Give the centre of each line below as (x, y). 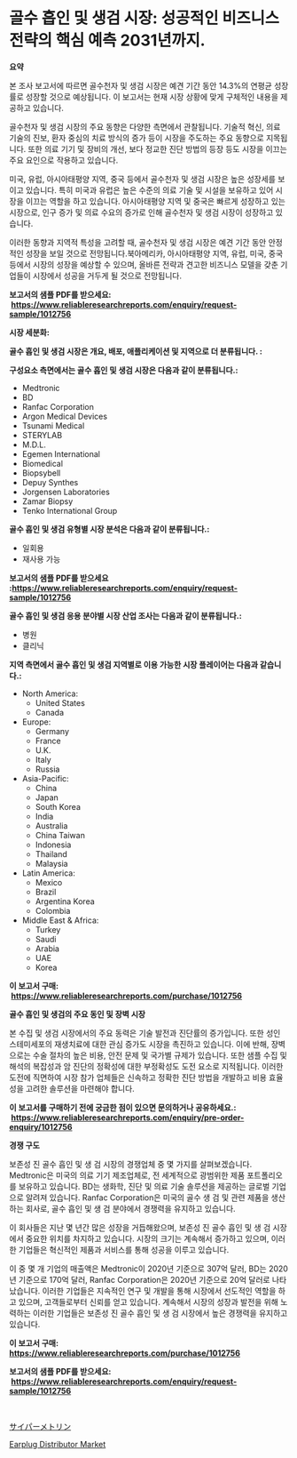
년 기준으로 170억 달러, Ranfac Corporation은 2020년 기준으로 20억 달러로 (140, 1279)
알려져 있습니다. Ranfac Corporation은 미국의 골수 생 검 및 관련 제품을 (147, 1198)
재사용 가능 (41, 559)
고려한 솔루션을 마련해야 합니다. (80, 1088)
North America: (50, 693)
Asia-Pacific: (45, 778)
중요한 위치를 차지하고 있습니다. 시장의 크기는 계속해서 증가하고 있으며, (147, 1238)
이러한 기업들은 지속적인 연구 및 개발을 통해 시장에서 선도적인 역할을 (159, 1291)
